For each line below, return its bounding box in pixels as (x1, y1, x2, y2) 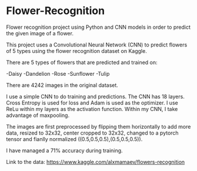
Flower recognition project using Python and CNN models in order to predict (6, 24, 191, 31)
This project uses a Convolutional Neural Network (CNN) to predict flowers (6, 41, 188, 48)
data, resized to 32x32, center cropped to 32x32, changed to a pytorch (6, 129, 179, 136)
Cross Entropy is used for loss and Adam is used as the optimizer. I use (6, 99, 178, 106)
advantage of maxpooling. (6, 112, 69, 119)
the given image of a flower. (6, 29, 74, 36)
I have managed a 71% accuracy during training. (6, 147, 123, 154)
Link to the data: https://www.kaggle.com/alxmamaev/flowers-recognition (6, 158, 185, 165)
